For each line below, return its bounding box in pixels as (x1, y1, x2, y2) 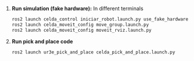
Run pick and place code (11, 38, 73, 45)
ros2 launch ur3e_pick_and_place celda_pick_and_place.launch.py (11, 49, 175, 55)
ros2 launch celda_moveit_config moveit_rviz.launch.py (11, 27, 152, 33)
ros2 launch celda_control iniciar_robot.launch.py (11, 16, 141, 22)
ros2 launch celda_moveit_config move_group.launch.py (11, 22, 149, 28)
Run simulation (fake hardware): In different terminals (11, 5, 144, 12)
